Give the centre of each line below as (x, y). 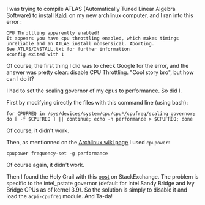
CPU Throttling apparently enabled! (53, 33)
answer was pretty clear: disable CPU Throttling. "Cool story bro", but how (100, 72)
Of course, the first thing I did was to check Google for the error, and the (98, 66)
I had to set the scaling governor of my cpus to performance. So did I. (94, 91)
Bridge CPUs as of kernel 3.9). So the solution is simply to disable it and (97, 190)
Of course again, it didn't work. (45, 165)
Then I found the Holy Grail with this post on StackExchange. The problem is (102, 177)
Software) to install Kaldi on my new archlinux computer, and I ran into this (100, 15)
